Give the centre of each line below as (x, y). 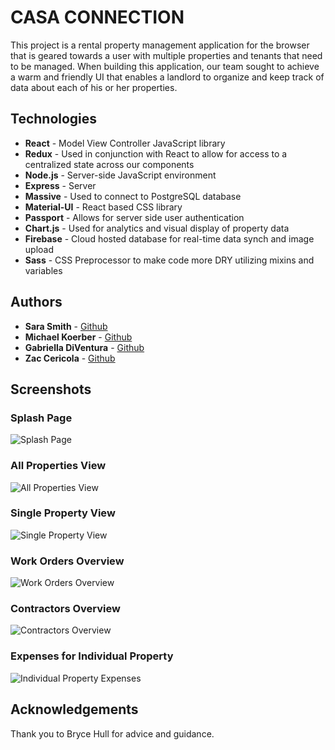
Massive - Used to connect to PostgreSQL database (133, 196)
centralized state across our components (109, 164)
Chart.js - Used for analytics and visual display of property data (157, 228)
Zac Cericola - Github (70, 358)
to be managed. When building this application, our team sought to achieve (165, 66)
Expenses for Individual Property (92, 656)
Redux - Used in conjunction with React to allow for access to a (156, 153)
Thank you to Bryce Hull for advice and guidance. (112, 733)
